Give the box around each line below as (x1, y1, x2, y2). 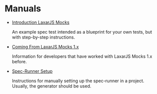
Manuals (4, 3, 41, 14)
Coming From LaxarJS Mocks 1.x (11, 44, 79, 49)
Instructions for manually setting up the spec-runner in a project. (11, 78, 145, 84)
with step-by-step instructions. (11, 34, 76, 40)
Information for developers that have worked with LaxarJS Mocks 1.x (11, 53, 153, 59)
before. (11, 58, 27, 64)
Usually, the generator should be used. (11, 83, 91, 89)
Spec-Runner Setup (11, 68, 53, 74)
